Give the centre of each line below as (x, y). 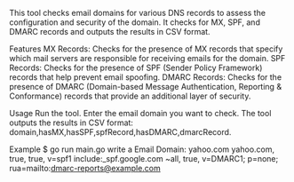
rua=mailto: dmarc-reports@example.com (85, 168)
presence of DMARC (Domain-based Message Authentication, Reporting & (146, 87)
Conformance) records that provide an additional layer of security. (130, 96)
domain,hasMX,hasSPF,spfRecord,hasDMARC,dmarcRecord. (120, 132)
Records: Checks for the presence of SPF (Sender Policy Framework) (136, 67)
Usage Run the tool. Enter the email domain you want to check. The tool (140, 113)
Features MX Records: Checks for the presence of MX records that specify (146, 49)
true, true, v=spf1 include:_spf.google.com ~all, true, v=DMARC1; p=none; (144, 158)
